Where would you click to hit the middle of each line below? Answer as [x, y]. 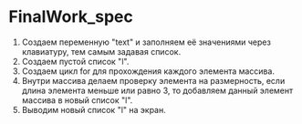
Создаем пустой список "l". [75, 61]
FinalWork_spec [71, 17]
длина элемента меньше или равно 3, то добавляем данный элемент [157, 90]
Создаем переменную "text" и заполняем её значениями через [146, 42]
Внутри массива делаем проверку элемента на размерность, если [153, 80]
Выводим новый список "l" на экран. [94, 109]
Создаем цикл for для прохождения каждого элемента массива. [148, 71]
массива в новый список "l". [77, 100]
